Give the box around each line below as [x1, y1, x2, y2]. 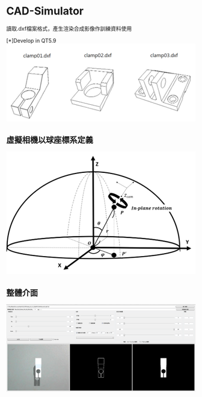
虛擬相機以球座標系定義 [6, 134, 93, 145]
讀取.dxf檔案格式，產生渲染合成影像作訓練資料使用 [6, 25, 132, 32]
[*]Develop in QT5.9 [6, 37, 57, 44]
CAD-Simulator [6, 4, 84, 18]
